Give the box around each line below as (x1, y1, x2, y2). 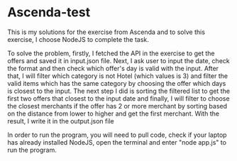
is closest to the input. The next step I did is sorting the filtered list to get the (7, 87, 231, 95)
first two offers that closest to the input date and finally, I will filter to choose (7, 94, 230, 103)
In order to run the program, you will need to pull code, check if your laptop (7, 131, 227, 139)
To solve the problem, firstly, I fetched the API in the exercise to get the (7, 49, 215, 57)
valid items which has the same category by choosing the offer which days (7, 79, 226, 87)
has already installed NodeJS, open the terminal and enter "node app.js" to (7, 138, 227, 146)
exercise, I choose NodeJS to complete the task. (7, 35, 149, 43)
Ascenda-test (7, 4, 91, 21)
